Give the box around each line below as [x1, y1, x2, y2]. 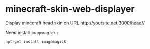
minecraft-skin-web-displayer [5, 3, 135, 15]
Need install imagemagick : [5, 29, 59, 35]
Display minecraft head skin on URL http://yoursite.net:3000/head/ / [5, 20, 145, 26]
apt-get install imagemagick [5, 39, 66, 44]
